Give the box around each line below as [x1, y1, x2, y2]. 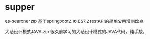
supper [5, 1, 35, 13]
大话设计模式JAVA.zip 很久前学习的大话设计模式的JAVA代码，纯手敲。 [5, 28, 148, 34]
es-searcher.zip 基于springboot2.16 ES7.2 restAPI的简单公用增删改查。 [5, 18, 148, 24]
